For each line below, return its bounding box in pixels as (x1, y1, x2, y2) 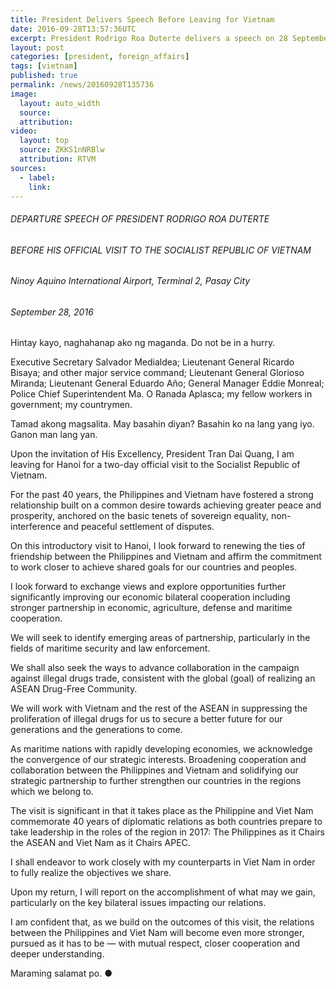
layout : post (10, 42, 65, 53)
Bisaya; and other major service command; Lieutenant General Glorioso (10, 367, 305, 379)
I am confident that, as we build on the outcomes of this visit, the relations (10, 916, 315, 928)
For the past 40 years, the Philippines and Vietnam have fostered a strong (10, 489, 314, 501)
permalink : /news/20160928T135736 (10, 80, 155, 90)
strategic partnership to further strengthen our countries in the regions (10, 775, 302, 787)
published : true (10, 71, 78, 81)
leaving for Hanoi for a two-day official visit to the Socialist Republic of (10, 459, 301, 471)
